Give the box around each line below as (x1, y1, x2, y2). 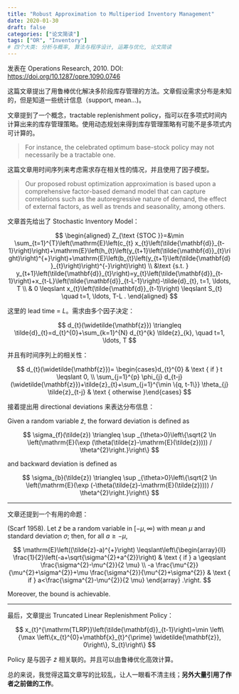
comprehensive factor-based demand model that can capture (24, 187, 206, 195)
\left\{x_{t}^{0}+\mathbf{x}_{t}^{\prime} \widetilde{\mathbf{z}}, (36, 633, 222, 641)
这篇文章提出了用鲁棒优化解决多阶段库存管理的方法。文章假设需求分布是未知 (7, 87, 232, 95)
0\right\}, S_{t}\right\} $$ (83, 641, 156, 649)
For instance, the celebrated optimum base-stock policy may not (24, 143, 215, 151)
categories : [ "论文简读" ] (7, 30, 80, 38)
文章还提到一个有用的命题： (7, 510, 89, 518)
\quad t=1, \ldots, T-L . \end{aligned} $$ (61, 292, 178, 300)
